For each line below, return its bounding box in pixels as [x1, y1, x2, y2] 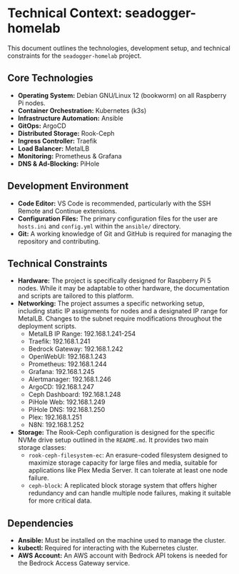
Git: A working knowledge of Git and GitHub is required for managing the [17, 229, 233, 238]
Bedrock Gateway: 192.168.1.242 [28, 345, 123, 353]
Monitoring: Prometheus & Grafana [17, 151, 123, 160]
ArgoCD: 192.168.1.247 [28, 383, 94, 391]
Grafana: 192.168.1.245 [28, 368, 95, 376]
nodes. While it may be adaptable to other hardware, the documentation [17, 284, 230, 293]
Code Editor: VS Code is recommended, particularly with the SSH [17, 198, 211, 208]
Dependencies [7, 517, 73, 529]
